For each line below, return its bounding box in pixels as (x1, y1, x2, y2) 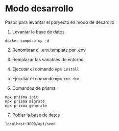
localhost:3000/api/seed (5, 121, 56, 126)
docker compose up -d (5, 38, 49, 43)
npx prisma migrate (5, 99, 45, 104)
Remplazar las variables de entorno (12, 56, 84, 62)
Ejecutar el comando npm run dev (12, 75, 79, 81)
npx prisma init (5, 95, 38, 99)
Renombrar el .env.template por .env (12, 47, 86, 53)
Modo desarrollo (5, 3, 73, 14)
